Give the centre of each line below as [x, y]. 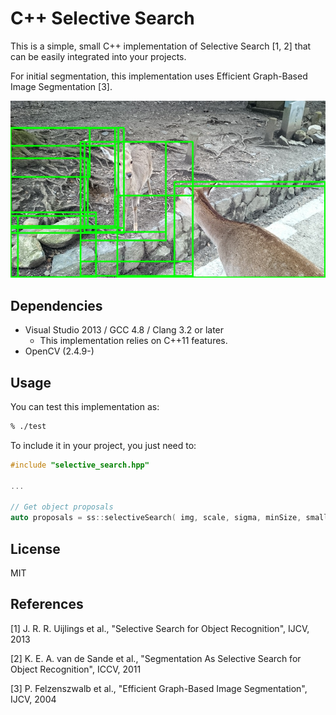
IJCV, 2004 [33, 699]
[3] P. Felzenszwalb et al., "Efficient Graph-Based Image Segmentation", [159, 688]
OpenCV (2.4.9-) [59, 351]
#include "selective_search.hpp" [80, 465]
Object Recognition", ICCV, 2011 [76, 669]
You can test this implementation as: [85, 407]
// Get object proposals [62, 507]
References [47, 604]
